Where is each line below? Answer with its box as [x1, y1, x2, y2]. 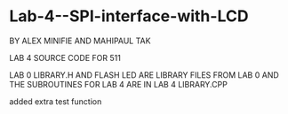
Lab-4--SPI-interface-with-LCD [9, 6, 249, 27]
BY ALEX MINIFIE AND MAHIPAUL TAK [9, 35, 151, 46]
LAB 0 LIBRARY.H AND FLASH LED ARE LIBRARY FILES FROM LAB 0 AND [9, 69, 280, 80]
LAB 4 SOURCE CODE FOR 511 [9, 52, 122, 63]
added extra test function [9, 95, 102, 107]
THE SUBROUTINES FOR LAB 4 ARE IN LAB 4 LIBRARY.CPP [9, 79, 228, 89]
